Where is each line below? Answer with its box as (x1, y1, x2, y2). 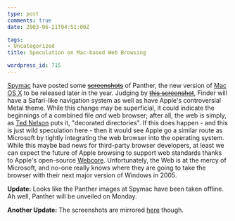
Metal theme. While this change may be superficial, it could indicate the (7, 103, 215, 112)
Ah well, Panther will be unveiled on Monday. (7, 191, 137, 201)
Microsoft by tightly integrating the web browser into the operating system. (7, 133, 224, 141)
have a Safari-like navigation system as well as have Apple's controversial (7, 96, 222, 104)
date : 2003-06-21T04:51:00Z (7, 23, 90, 30)
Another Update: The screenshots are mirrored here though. (7, 206, 184, 214)
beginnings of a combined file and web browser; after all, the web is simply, (7, 110, 227, 120)
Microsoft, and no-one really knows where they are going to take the (7, 163, 206, 172)
